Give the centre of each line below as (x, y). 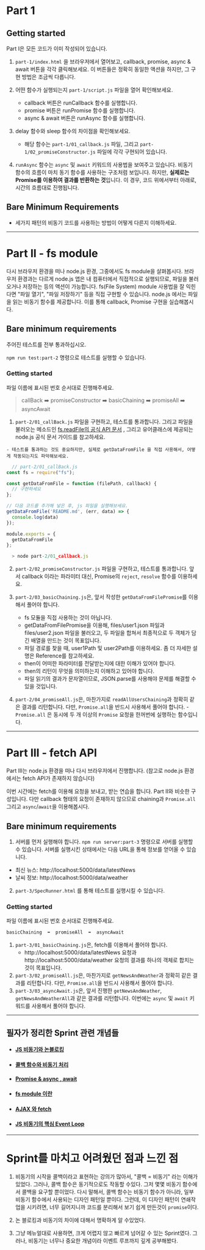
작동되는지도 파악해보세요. (41, 456)
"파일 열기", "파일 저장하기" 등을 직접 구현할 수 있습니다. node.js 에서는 (102, 294)
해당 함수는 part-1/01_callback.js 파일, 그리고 (81, 144)
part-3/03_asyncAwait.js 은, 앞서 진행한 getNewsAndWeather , (88, 991)
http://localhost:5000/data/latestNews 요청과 (81, 952)
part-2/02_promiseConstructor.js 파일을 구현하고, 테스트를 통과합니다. (101, 569)
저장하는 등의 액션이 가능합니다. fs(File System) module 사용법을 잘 (103, 286)
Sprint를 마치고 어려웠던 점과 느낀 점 (92, 1158)
